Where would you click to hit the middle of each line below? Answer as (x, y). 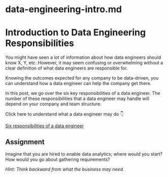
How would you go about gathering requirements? (58, 159)
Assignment (25, 142)
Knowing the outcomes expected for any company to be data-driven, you (82, 78)
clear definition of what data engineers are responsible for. (66, 68)
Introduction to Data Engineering (76, 33)
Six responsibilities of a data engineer (45, 126)
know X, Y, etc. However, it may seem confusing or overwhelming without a (84, 63)
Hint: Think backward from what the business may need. (65, 169)
